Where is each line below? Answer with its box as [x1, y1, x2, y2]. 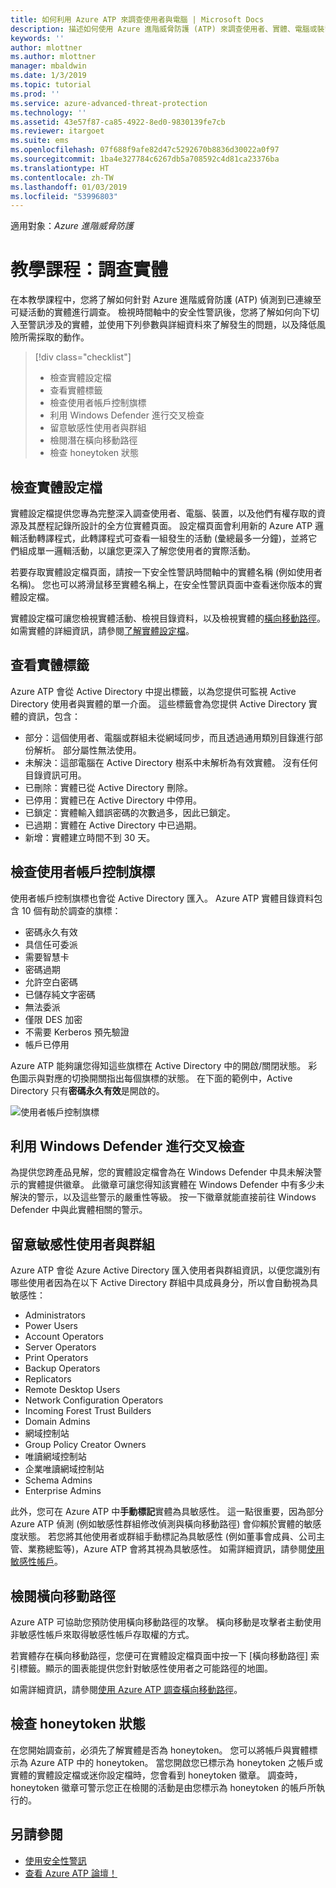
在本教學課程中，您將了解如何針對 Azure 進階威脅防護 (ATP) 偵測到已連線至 [10, 294, 322, 306]
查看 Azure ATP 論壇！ [24, 1867, 118, 1879]
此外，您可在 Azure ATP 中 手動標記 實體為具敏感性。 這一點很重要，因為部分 [10, 1506, 325, 1518]
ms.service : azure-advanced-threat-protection [10, 98, 208, 108]
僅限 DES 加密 [24, 1013, 83, 1025]
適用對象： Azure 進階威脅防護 [10, 220, 134, 232]
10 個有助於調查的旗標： [21, 904, 122, 916]
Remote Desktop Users [24, 1384, 121, 1396]
